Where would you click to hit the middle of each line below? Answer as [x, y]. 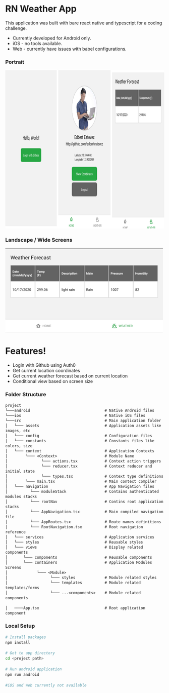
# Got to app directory [30, 653]
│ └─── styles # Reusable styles [74, 543]
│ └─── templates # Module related [73, 583]
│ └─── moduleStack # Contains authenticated [82, 492]
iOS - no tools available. [37, 43]
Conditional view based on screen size [53, 381]
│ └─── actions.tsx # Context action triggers [83, 461]
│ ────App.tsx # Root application [75, 608]
